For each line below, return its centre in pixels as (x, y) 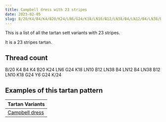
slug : (11, 19)
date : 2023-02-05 (23, 14)
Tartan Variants (26, 104)
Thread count (26, 58)
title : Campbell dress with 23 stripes (46, 10)
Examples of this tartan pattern (54, 90)
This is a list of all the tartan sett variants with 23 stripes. (62, 33)
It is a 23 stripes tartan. (29, 42)
